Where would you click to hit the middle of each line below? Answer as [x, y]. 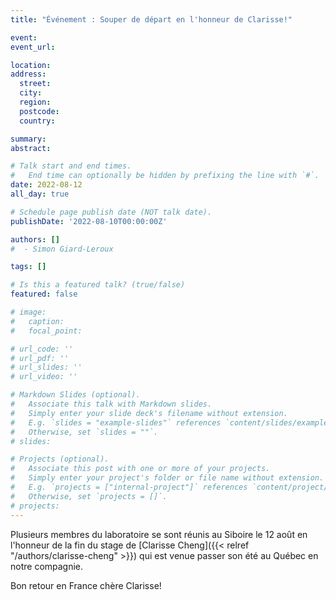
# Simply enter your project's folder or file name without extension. [167, 478]
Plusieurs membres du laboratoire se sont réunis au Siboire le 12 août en [159, 534]
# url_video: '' [44, 377]
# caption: [37, 321]
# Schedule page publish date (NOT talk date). [111, 212]
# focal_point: [46, 331]
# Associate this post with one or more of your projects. [140, 469]
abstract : [31, 148]
